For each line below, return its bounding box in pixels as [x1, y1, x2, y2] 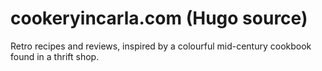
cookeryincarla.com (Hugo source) [10, 7, 308, 30]
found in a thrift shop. [10, 50, 100, 62]
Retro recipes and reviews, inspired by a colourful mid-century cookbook [10, 40, 312, 52]
